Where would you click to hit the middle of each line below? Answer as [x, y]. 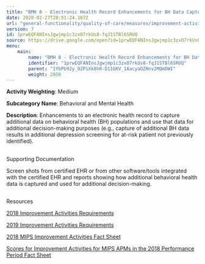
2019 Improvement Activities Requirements [60, 225]
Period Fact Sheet [29, 255]
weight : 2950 [45, 74]
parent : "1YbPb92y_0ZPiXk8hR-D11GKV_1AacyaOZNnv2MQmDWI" [102, 69]
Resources [20, 201]
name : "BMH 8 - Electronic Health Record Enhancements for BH [109, 57]
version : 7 [20, 29]
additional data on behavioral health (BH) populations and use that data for [100, 122]
